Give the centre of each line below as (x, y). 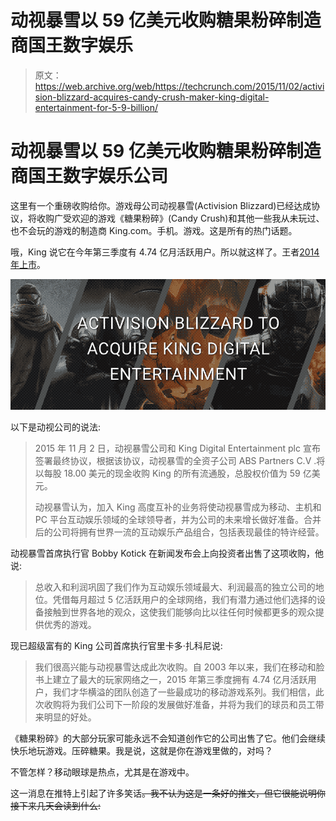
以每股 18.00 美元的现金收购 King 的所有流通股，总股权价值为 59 (167, 473)
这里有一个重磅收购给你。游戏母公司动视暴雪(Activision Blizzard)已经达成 (161, 205)
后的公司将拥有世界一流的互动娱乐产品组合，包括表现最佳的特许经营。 (179, 532)
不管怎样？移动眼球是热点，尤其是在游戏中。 (102, 772)
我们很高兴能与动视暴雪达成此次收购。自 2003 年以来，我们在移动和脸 (179, 667)
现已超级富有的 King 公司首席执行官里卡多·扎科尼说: (116, 645)
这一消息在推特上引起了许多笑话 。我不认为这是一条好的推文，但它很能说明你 (168, 793)
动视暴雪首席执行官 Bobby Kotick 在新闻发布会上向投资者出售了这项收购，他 (167, 553)
